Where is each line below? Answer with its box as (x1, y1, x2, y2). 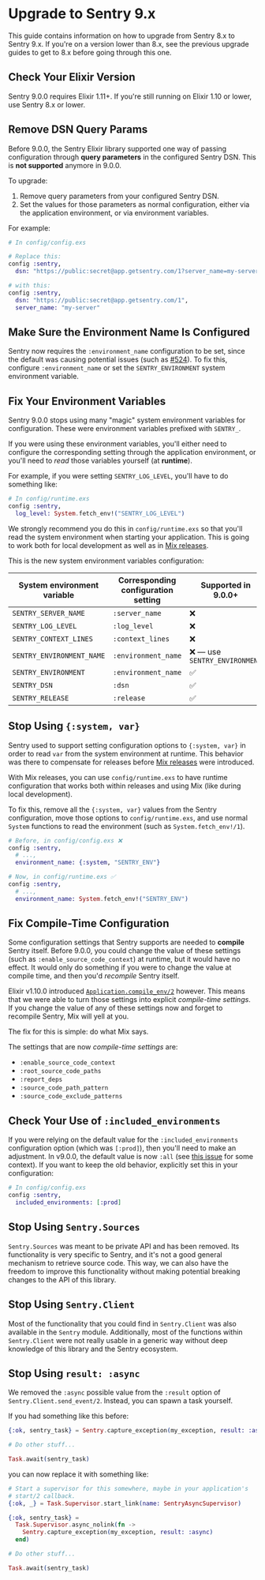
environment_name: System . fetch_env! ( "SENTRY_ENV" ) (15, 895, 189, 903)
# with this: (8, 282, 51, 290)
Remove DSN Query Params (8, 123, 148, 137)
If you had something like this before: (8, 1411, 129, 1421)
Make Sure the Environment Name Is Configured (8, 325, 251, 339)
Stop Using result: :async (8, 1367, 140, 1380)
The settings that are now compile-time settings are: (8, 1042, 178, 1052)
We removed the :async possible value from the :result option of (8, 1387, 221, 1398)
